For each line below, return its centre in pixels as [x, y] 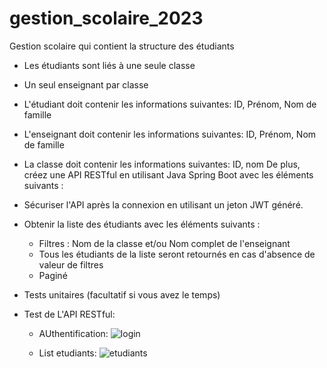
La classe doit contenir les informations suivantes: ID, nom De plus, [162, 164]
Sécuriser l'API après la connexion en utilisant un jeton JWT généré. [163, 204]
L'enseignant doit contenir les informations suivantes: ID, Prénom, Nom [170, 134]
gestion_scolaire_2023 [106, 18]
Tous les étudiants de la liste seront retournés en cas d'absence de [177, 254]
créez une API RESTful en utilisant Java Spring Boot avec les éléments [168, 174]
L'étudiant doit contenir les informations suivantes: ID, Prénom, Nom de [170, 104]
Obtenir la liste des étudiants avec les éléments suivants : [142, 224]
